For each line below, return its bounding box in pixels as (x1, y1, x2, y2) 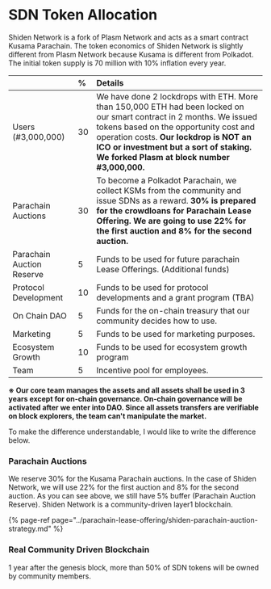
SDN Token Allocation (8, 6, 158, 24)
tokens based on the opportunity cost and (96, 121, 256, 133)
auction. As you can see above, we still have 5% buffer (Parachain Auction (8, 491, 256, 501)
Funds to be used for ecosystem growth (96, 341, 248, 352)
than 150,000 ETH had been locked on (96, 101, 244, 112)
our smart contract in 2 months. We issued (96, 111, 258, 122)
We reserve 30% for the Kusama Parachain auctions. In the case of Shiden (8, 474, 256, 484)
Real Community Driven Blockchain (8, 544, 150, 555)
